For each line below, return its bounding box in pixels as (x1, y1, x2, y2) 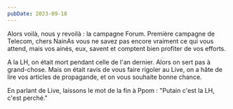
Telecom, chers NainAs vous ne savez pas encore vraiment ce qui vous (7, 36, 214, 45)
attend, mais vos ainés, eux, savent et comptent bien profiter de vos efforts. (7, 44, 227, 52)
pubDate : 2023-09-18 (7, 10, 68, 17)
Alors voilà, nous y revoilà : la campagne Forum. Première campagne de (7, 29, 215, 38)
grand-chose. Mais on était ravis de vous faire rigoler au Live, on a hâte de (7, 65, 223, 73)
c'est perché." (7, 94, 48, 102)
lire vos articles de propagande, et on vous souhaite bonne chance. (7, 73, 202, 81)
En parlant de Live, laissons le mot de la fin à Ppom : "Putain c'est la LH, (7, 86, 215, 94)
